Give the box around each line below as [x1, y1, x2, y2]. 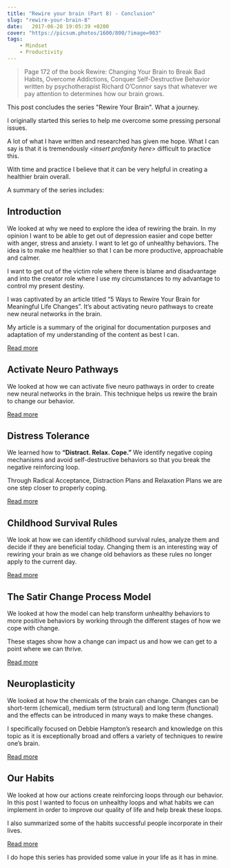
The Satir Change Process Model [7, 591, 151, 603]
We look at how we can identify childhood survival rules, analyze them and [7, 536, 219, 544]
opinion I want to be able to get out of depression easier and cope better [7, 231, 213, 240]
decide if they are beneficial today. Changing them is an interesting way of [7, 543, 218, 551]
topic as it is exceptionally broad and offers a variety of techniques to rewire [7, 731, 223, 740]
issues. [7, 124, 28, 132]
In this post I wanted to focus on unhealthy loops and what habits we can [7, 798, 215, 807]
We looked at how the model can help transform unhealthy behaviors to [7, 609, 210, 617]
